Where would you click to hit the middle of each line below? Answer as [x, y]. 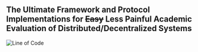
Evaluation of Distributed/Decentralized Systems [99, 28]
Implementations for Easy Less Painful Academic [99, 19]
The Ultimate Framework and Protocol [78, 10]
